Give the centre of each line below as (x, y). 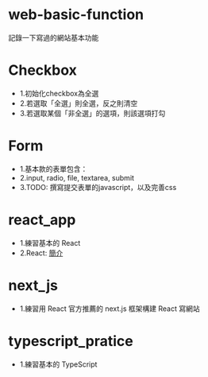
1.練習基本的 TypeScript (58, 364)
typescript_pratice (71, 341)
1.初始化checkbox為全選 (59, 93)
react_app (42, 220)
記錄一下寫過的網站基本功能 (54, 37)
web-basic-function (76, 15)
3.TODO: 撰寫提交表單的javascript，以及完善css (98, 187)
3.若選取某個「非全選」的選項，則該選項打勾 (92, 113)
